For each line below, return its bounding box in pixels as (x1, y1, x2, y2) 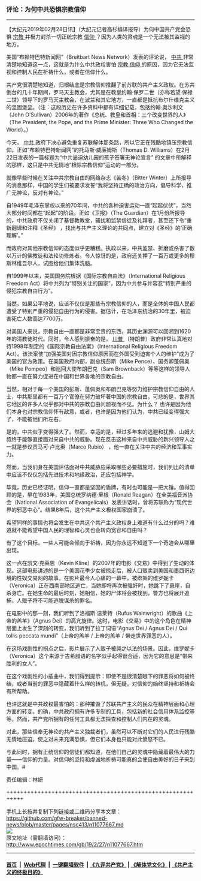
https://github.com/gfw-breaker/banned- (6, 814, 108, 822)
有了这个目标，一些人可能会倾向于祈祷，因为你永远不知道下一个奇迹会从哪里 (6, 539, 195, 546)
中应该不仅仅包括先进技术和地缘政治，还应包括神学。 (6, 471, 138, 478)
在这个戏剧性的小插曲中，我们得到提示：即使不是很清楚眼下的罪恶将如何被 (6, 673, 190, 680)
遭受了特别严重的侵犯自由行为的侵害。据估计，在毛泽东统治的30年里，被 (6, 308, 186, 315)
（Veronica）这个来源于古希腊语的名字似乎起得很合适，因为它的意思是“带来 (6, 653, 193, 660)
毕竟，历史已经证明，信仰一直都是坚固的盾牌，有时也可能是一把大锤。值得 (6, 484, 190, 491)
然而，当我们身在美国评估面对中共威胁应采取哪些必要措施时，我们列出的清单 (6, 464, 195, 471)
